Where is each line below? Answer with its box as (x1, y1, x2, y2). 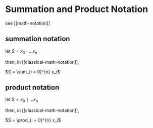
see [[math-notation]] (5, 20, 50, 26)
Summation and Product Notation (5, 4, 148, 15)
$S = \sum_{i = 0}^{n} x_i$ (5, 69, 61, 75)
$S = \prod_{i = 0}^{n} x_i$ (5, 117, 62, 123)
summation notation (5, 35, 70, 43)
